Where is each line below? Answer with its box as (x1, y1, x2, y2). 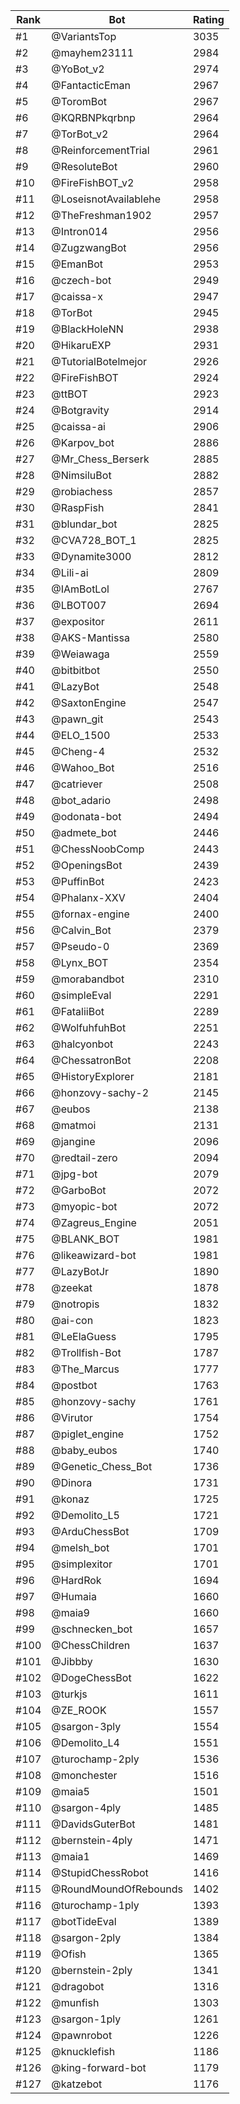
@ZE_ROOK (51, 1704, 107, 1717)
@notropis (51, 1297, 100, 1311)
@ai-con (51, 1314, 94, 1327)
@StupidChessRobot (51, 1866, 149, 1879)
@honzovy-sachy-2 (51, 1086, 150, 1099)
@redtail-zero (51, 1151, 118, 1164)
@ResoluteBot (51, 160, 118, 173)
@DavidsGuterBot (51, 1817, 136, 1831)
